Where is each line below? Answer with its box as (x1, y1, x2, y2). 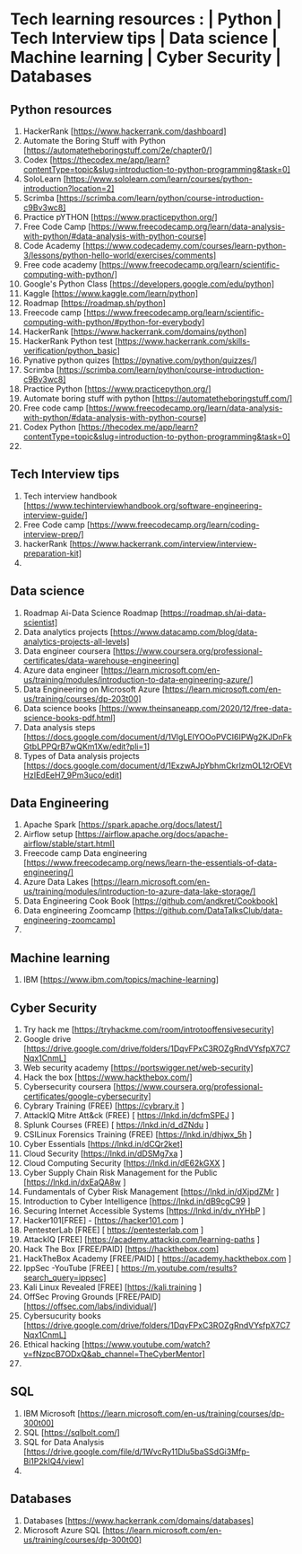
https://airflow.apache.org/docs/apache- (77, 829, 229, 840)
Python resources (10, 102, 113, 117)
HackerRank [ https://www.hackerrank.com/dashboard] (22, 126, 227, 137)
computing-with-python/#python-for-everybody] (22, 317, 205, 327)
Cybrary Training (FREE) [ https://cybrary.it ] (22, 1100, 185, 1111)
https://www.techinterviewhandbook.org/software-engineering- (26, 499, 263, 511)
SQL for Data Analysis (22, 1436, 105, 1447)
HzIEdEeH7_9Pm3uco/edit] (22, 769, 123, 781)
